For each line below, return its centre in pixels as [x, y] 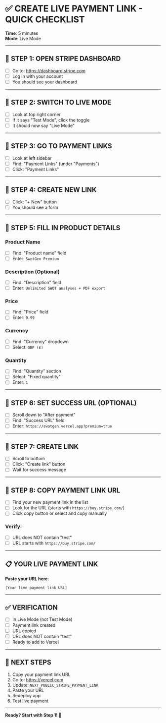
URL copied [24, 631]
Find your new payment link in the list [50, 502]
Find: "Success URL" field [39, 421]
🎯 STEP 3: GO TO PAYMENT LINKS [59, 146]
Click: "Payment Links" [36, 169]
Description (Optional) [33, 272]
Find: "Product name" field [39, 253]
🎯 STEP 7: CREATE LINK [42, 447]
